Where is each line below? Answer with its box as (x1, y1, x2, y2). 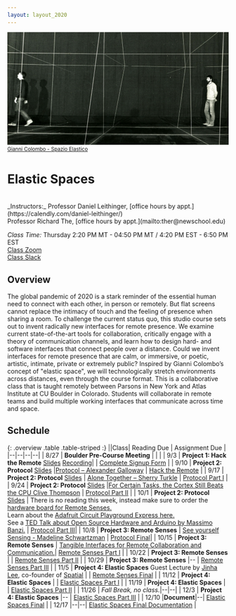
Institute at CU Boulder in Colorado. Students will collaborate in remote (7, 389, 212, 398)
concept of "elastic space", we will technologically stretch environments (7, 367, 216, 375)
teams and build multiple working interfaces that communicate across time (7, 396, 223, 405)
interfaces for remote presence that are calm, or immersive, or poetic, (7, 352, 209, 360)
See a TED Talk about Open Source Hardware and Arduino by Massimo (7, 518, 213, 527)
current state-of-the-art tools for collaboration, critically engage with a (7, 329, 212, 338)
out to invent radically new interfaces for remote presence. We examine (7, 322, 214, 330)
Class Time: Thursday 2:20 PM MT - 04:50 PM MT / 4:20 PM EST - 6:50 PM (7, 231, 228, 239)
